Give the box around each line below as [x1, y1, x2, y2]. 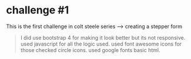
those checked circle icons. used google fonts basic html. [20, 46, 160, 53]
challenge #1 [6, 4, 69, 17]
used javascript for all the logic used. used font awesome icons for [20, 40, 182, 47]
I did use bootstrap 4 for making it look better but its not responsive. [20, 34, 186, 41]
